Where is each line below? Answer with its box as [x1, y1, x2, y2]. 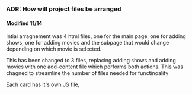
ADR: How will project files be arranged [6, 5, 121, 13]
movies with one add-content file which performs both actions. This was [6, 63, 184, 70]
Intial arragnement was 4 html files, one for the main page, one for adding [6, 33, 186, 40]
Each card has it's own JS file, [6, 81, 80, 88]
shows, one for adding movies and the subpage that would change [6, 39, 169, 46]
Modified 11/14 [6, 20, 43, 27]
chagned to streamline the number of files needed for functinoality [6, 70, 169, 77]
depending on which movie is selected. [6, 45, 102, 52]
